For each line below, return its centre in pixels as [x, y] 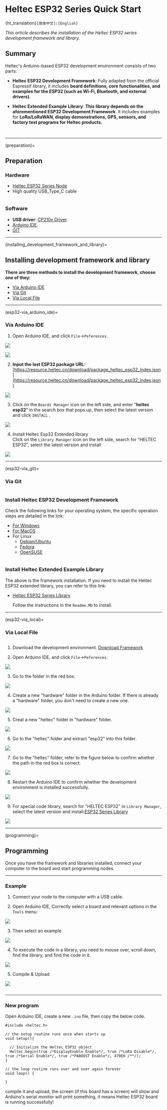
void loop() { [20, 1074]
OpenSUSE [31, 552]
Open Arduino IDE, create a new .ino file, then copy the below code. [75, 1016]
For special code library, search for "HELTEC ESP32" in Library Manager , [87, 807]
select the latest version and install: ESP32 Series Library [70, 812]
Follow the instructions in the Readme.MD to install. [62, 605]
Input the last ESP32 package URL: [49, 364]
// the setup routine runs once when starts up [55, 1034]
